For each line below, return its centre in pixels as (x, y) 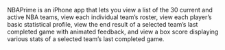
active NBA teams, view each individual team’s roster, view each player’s (109, 17)
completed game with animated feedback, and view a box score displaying (113, 32)
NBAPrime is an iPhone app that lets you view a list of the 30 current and (110, 10)
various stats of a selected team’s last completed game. (86, 39)
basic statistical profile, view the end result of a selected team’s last (103, 24)
